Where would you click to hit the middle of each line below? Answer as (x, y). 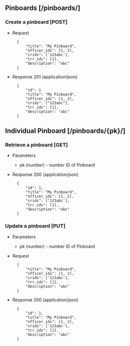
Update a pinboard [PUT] (35, 226)
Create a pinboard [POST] (36, 22)
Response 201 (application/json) (45, 77)
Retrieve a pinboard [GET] (37, 145)
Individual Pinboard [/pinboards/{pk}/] (65, 131)
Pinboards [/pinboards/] (43, 8)
